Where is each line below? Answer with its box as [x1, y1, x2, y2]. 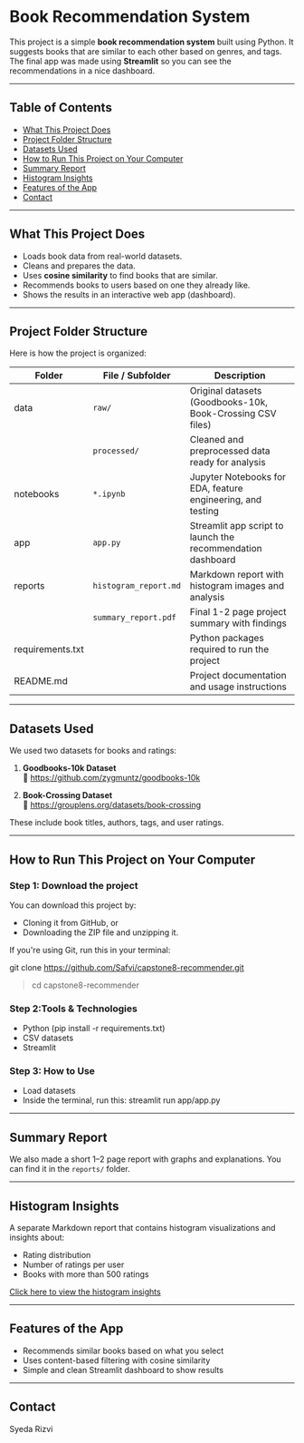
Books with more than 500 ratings [22, 1269, 149, 1280]
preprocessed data [189, 444, 271, 457]
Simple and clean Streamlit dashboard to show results [22, 1364, 224, 1375]
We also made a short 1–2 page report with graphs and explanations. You [9, 1154, 282, 1165]
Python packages [189, 632, 264, 645]
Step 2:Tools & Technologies [9, 1002, 138, 1015]
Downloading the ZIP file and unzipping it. [22, 927, 179, 938]
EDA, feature [189, 483, 243, 495]
